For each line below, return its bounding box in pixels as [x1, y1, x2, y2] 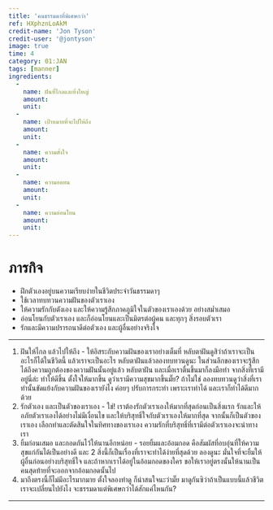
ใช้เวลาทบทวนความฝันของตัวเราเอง [19, 295, 115, 305]
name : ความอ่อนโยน [23, 208, 76, 216]
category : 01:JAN [8, 58, 67, 66]
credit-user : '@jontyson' [8, 34, 96, 43]
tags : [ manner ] [8, 65, 60, 73]
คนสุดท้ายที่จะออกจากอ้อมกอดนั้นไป [19, 465, 116, 476]
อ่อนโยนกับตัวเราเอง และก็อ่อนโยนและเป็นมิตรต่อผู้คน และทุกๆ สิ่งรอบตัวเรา [19, 314, 222, 324]
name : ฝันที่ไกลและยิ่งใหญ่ [23, 87, 89, 96]
